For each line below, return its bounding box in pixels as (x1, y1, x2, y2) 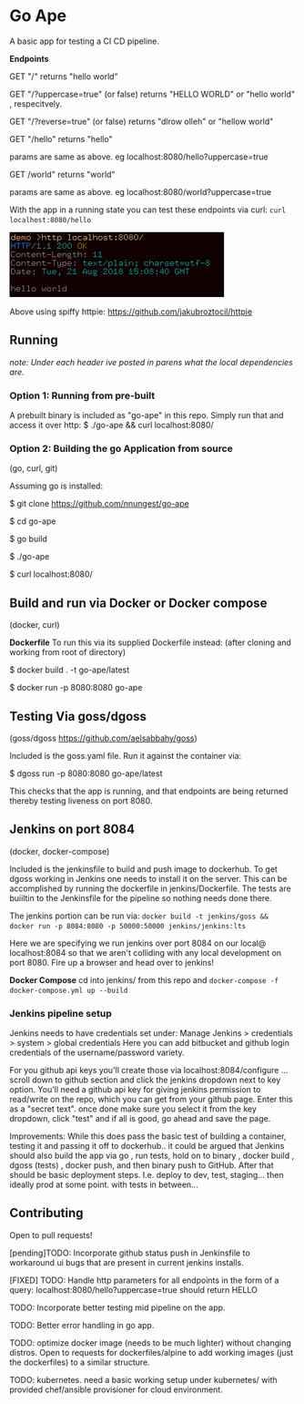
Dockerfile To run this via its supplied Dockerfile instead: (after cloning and (9, 637, 291, 648)
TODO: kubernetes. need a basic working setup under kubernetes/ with (9, 1374, 278, 1385)
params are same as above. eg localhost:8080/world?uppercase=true (9, 186, 271, 197)
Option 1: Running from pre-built (9, 389, 156, 402)
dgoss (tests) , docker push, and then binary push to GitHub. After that (9, 1160, 275, 1171)
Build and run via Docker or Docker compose (9, 595, 268, 610)
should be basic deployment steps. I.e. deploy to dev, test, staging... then (9, 1170, 284, 1181)
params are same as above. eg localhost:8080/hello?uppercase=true (9, 151, 269, 162)
